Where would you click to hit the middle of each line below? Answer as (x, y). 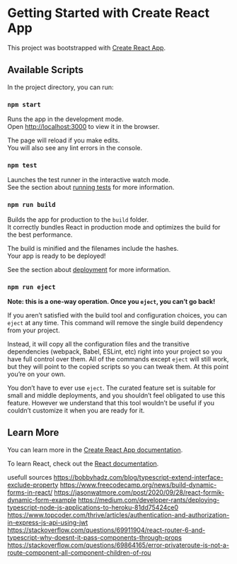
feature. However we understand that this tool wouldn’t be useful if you (111, 402)
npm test (22, 165)
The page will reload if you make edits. (64, 140)
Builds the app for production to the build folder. (78, 219)
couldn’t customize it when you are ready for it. (76, 410)
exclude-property (33, 485)
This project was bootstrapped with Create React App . (87, 47)
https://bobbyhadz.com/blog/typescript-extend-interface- (138, 477)
